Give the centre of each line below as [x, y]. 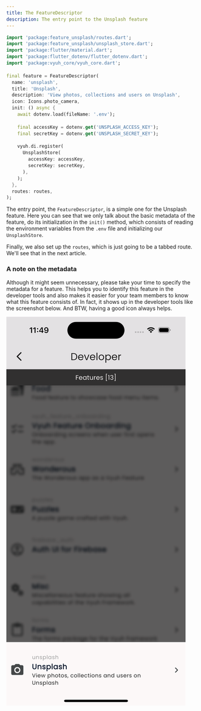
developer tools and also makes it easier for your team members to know [97, 295]
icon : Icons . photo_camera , [46, 101]
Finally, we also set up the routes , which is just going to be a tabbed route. [99, 247]
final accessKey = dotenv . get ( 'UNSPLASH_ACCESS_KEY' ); [88, 127]
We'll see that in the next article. [46, 253]
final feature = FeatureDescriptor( [53, 76]
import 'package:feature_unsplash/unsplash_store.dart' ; [80, 44]
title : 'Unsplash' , [36, 89]
